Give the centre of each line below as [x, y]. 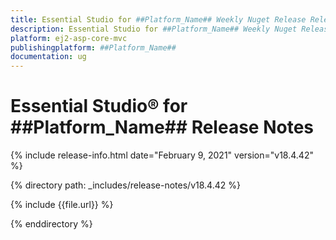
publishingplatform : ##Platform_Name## [93, 47]
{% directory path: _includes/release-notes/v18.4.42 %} [125, 185]
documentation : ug [48, 57]
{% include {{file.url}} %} [62, 205]
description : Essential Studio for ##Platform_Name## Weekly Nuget [154, 29]
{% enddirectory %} [51, 224]
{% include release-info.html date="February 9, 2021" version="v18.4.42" [162, 155]
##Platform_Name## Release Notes [162, 127]
